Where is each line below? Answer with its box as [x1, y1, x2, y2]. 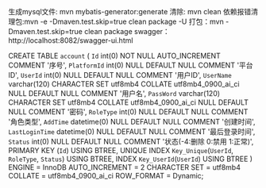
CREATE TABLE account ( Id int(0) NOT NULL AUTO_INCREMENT [8, 51, 221, 60]
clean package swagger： [84, 27, 171, 36]
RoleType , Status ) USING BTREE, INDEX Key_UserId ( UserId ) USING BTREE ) [8, 154, 253, 163]
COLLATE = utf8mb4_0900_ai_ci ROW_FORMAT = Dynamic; [8, 171, 204, 180]
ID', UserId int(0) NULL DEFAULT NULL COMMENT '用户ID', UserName [8, 71, 232, 79]
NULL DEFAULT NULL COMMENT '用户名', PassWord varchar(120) [8, 89, 221, 98]
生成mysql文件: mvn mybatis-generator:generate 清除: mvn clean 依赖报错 [8, 7, 252, 16]
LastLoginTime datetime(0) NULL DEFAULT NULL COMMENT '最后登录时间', [8, 127, 256, 136]
